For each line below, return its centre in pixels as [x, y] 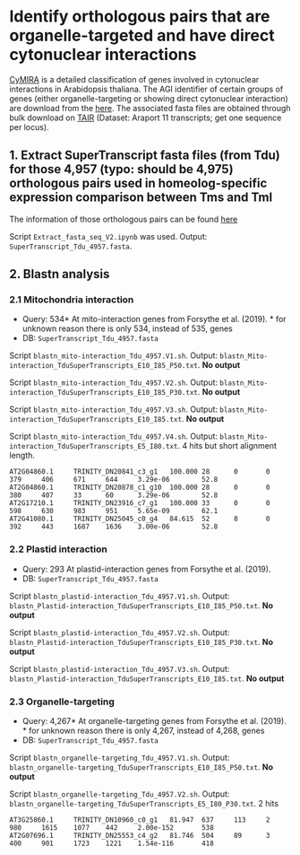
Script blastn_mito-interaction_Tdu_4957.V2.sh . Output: [113, 382]
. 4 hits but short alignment [227, 446]
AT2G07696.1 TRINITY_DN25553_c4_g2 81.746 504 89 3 [140, 836]
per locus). [29, 127]
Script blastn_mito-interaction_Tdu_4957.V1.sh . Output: [113, 355]
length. [22, 456]
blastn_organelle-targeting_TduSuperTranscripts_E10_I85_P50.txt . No [141, 767]
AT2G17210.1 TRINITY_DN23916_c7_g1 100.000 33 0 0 [140, 503]
